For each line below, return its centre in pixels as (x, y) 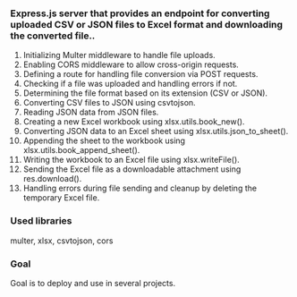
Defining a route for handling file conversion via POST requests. (140, 74)
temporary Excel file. (61, 198)
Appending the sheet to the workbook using (104, 140)
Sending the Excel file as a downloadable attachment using (132, 169)
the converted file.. (53, 36)
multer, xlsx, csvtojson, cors (62, 241)
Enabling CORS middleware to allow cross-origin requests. (131, 64)
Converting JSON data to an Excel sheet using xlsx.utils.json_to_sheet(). (156, 132)
